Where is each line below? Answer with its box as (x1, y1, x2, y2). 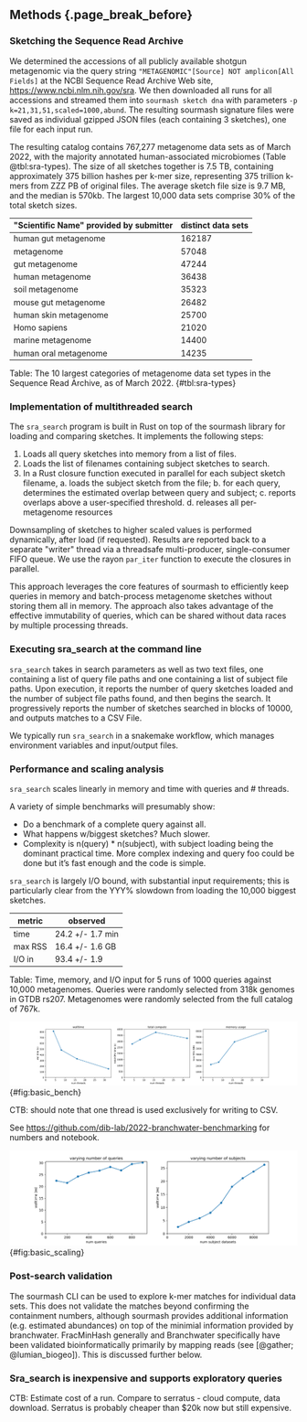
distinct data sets (180, 219, 249, 231)
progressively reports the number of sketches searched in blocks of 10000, (9, 702, 293, 713)
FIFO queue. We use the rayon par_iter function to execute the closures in (9, 553, 291, 565)
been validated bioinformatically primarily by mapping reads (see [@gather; (9, 1339, 294, 1350)
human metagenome (13, 272, 91, 283)
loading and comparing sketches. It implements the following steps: (9, 431, 264, 442)
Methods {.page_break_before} (9, 7, 194, 23)
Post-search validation (9, 1270, 113, 1283)
